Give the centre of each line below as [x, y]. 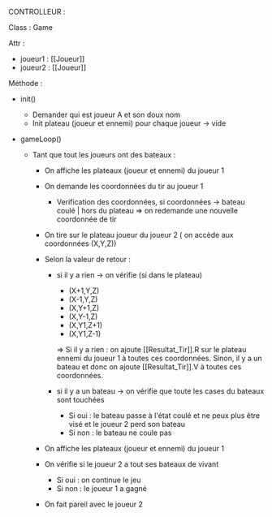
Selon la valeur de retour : [88, 259]
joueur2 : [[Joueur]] [53, 67]
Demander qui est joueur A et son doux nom [106, 114]
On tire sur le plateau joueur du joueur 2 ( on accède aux [139, 235]
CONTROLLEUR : [37, 12]
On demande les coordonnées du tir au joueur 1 [124, 186]
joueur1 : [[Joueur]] [52, 59]
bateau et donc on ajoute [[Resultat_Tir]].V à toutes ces [149, 367]
